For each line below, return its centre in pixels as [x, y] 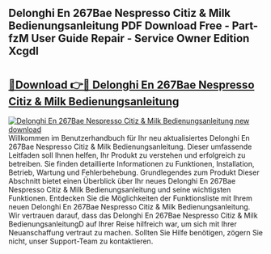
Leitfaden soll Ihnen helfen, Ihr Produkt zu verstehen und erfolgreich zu [127, 155]
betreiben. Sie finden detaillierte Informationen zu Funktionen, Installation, [131, 164]
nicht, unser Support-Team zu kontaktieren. [81, 241]
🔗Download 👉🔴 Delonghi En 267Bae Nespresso [131, 85]
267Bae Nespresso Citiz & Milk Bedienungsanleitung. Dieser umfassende [130, 146]
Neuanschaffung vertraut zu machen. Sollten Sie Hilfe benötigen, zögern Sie [136, 233]
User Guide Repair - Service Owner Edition [140, 38]
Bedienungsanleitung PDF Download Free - [119, 26]
